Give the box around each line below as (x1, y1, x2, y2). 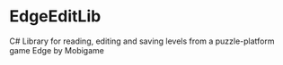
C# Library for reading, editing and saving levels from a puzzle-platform (9, 36, 275, 46)
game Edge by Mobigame (9, 45, 105, 55)
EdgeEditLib (9, 6, 102, 27)
